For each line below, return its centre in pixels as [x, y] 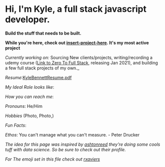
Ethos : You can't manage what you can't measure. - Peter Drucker [72, 134]
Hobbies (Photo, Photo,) [30, 116]
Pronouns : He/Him [24, 106]
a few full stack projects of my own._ [42, 68]
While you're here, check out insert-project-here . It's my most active [77, 42]
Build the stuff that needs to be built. [43, 33]
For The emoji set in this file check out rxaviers [52, 159]
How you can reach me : [30, 97]
